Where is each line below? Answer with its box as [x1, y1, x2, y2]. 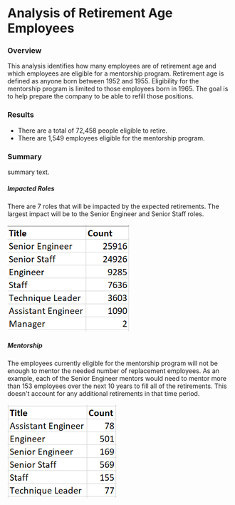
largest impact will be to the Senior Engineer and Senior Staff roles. [7, 210, 204, 218]
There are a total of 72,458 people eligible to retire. [17, 126, 168, 135]
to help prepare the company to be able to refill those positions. [7, 92, 194, 101]
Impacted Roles [7, 184, 55, 193]
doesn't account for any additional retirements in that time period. [7, 389, 200, 398]
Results [7, 110, 34, 120]
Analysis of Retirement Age [7, 5, 173, 21]
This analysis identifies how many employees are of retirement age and [7, 62, 216, 71]
